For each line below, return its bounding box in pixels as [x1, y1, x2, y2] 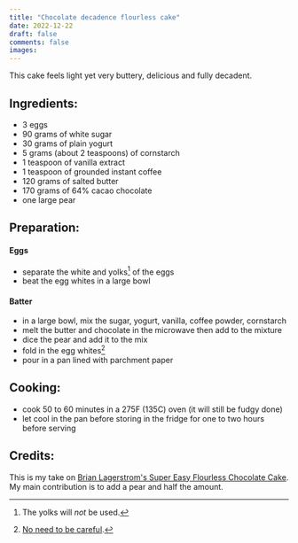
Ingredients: [9, 96, 78, 111]
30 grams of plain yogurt [21, 138, 114, 149]
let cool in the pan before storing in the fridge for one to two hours [21, 413, 264, 423]
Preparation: [9, 221, 80, 236]
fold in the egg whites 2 [21, 344, 106, 356]
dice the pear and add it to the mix [21, 334, 148, 345]
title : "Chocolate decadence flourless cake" [9, 12, 180, 22]
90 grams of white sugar [21, 128, 113, 139]
